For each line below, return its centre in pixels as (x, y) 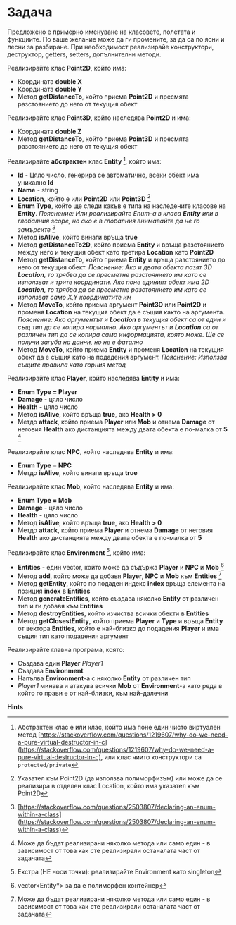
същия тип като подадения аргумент (73, 636)
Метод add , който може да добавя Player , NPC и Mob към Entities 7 (119, 575)
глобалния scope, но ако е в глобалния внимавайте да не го (109, 221)
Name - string (38, 190)
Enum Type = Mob (45, 500)
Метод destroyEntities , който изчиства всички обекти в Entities (113, 613)
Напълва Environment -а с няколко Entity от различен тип (104, 678)
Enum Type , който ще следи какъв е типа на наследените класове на (122, 206)
